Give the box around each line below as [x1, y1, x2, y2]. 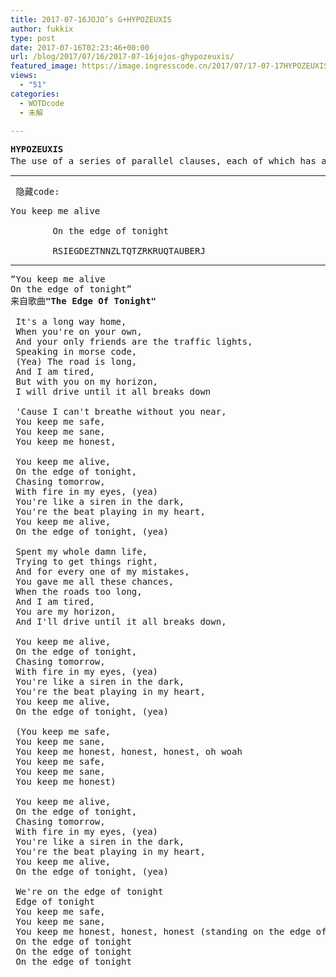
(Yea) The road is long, [15, 356, 138, 368]
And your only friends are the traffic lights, [15, 336, 253, 348]
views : [10, 71, 38, 81]
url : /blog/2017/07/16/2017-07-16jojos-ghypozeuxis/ [10, 52, 235, 62]
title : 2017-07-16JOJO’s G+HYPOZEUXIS [10, 14, 172, 25]
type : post [10, 33, 56, 43]
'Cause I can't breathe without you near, [15, 406, 227, 418]
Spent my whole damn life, [15, 546, 148, 558]
